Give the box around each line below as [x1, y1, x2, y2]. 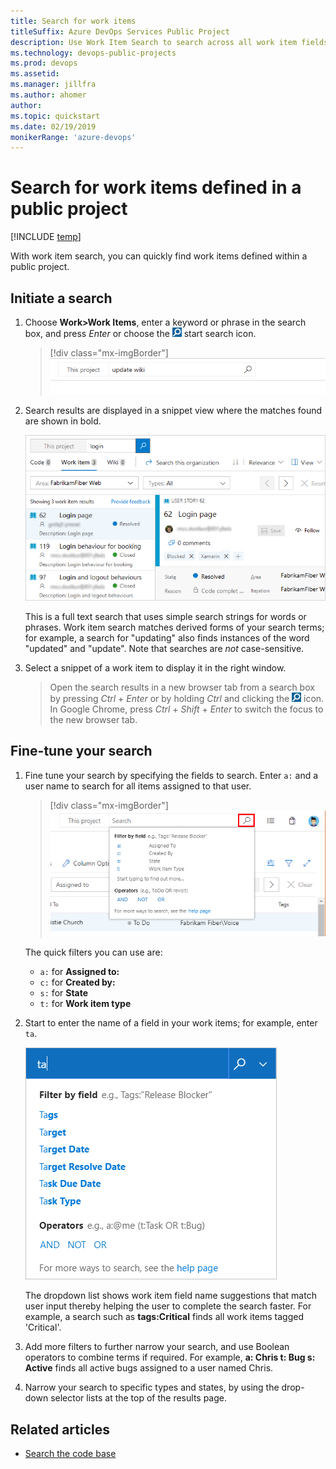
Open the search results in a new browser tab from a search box [49, 681, 315, 694]
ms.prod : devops [10, 58, 78, 69]
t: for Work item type [39, 998, 132, 1010]
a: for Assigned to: [39, 966, 120, 978]
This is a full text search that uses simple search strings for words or [24, 611, 307, 623]
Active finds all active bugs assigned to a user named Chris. [24, 1362, 274, 1374]
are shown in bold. [24, 415, 102, 427]
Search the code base [24, 1447, 117, 1459]
